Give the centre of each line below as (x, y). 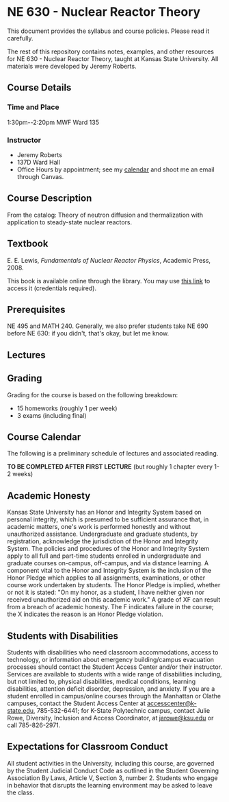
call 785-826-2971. (34, 725)
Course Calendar (44, 437)
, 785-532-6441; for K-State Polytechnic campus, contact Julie (122, 710)
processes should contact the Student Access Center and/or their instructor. (115, 667)
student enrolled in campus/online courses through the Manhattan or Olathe (114, 696)
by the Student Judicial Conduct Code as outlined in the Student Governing (113, 770)
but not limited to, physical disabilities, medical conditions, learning (102, 681)
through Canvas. (40, 176)
